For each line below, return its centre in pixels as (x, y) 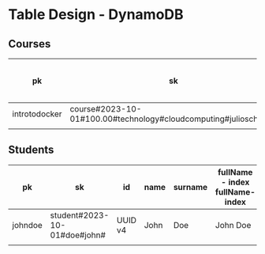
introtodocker (37, 114)
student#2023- (80, 215)
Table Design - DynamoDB (96, 15)
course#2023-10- (106, 109)
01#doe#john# (78, 235)
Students (31, 150)
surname (190, 187)
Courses (30, 44)
